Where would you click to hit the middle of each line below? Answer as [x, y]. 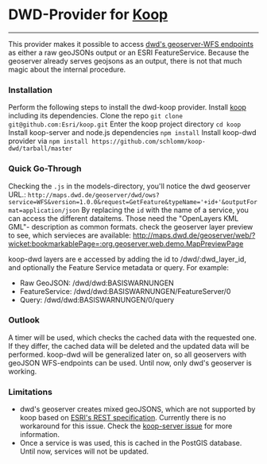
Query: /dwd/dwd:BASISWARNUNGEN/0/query [97, 300]
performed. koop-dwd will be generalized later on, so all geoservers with [128, 354]
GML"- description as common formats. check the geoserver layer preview [131, 226]
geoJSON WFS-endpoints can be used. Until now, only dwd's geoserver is [130, 362]
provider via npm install [48, 141]
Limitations [31, 392]
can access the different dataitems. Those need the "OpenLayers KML [124, 218]
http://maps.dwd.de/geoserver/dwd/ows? [94, 195]
